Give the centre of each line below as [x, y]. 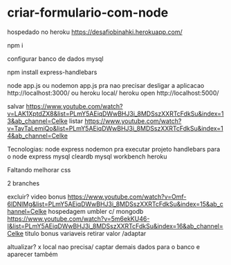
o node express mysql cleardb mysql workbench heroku [87, 156]
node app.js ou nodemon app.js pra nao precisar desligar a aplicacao [106, 85]
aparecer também [33, 254]
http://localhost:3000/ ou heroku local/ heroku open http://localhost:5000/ [113, 93]
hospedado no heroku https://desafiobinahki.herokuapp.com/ [95, 32]
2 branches [24, 183]
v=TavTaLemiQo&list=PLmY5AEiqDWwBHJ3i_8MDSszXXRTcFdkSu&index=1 [115, 128]
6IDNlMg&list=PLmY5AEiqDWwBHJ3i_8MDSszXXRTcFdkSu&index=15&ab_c [115, 204]
